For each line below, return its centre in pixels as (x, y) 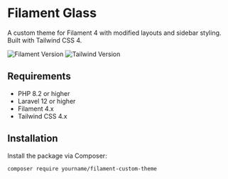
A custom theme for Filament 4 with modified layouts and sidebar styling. (114, 33)
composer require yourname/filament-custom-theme (82, 168)
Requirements (39, 76)
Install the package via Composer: (58, 156)
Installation (33, 139)
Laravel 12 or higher (47, 101)
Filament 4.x (36, 109)
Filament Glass (52, 13)
